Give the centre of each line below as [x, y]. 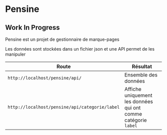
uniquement [138, 95]
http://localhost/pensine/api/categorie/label [64, 107]
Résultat [142, 67]
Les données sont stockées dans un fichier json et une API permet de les [80, 49]
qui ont [132, 108]
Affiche [133, 89]
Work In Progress [33, 28]
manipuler [15, 54]
